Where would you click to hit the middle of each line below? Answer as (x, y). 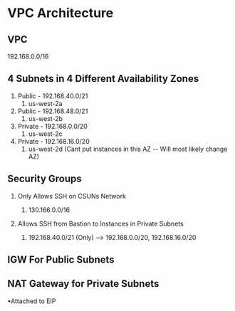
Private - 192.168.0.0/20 (52, 126)
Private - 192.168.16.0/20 (54, 141)
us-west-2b (45, 118)
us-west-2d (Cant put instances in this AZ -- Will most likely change (128, 149)
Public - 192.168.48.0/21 (53, 111)
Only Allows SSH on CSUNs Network (72, 196)
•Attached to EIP (32, 301)
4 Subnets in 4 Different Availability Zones (103, 79)
